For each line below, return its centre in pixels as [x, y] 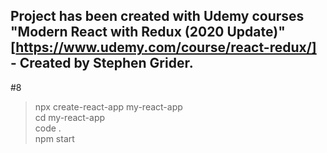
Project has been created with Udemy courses [157, 16]
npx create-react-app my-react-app [108, 106]
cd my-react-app [70, 117]
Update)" [256, 32]
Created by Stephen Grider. [106, 63]
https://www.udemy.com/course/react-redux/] [166, 47]
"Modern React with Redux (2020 [117, 32]
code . [48, 128]
